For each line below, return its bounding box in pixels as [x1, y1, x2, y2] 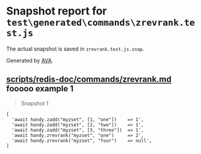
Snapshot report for [6, 4, 107, 18]
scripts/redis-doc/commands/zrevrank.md [6, 74, 172, 85]
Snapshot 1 [20, 99, 49, 106]
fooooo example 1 [6, 84, 74, 94]
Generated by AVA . [6, 57, 54, 64]
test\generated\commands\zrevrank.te [6, 17, 196, 28]
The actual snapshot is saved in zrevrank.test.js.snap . [6, 45, 144, 52]
